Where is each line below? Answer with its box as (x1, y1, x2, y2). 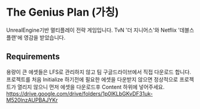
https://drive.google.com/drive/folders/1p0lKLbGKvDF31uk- (6, 90, 153, 97)
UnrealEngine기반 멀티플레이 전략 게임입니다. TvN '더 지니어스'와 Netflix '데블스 (6, 26, 195, 34)
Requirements (6, 52, 60, 62)
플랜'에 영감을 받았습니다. (6, 34, 66, 41)
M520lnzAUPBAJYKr (6, 96, 58, 104)
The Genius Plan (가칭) (6, 5, 119, 19)
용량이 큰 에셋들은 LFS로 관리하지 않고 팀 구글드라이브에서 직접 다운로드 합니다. (6, 68, 192, 75)
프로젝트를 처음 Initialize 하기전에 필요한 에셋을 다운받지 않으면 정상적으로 (6, 75, 178, 83)
